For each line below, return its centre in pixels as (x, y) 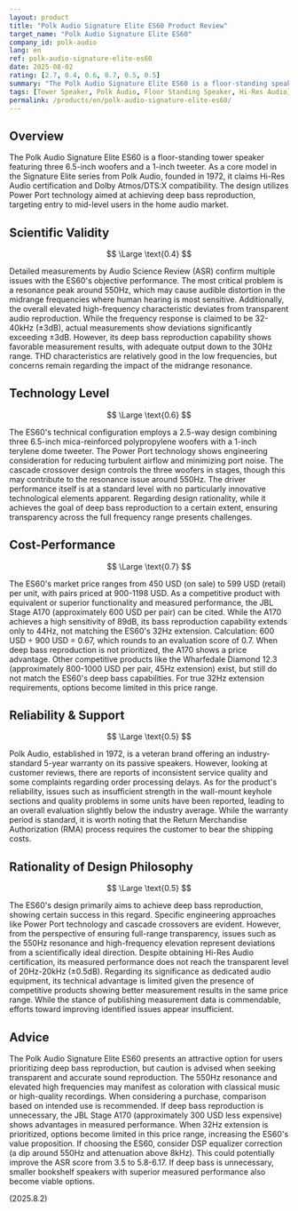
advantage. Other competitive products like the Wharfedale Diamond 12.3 (143, 659)
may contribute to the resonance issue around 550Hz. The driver (128, 479)
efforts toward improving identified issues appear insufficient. (122, 1009)
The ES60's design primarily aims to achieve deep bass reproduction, (136, 905)
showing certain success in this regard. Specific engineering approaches (143, 915)
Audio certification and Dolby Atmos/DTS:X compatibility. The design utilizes (149, 186)
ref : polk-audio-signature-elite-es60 (81, 59)
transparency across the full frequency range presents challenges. (131, 517)
